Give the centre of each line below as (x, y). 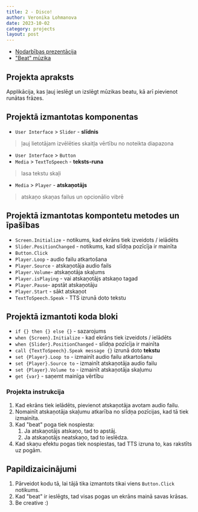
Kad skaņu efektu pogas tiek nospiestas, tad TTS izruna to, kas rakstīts (103, 444)
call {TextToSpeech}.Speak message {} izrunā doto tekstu (88, 350)
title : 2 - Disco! (29, 12)
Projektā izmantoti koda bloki (62, 316)
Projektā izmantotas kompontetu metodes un (93, 216)
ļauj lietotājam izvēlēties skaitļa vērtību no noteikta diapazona (97, 143)
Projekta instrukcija (35, 392)
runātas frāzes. (25, 98)
